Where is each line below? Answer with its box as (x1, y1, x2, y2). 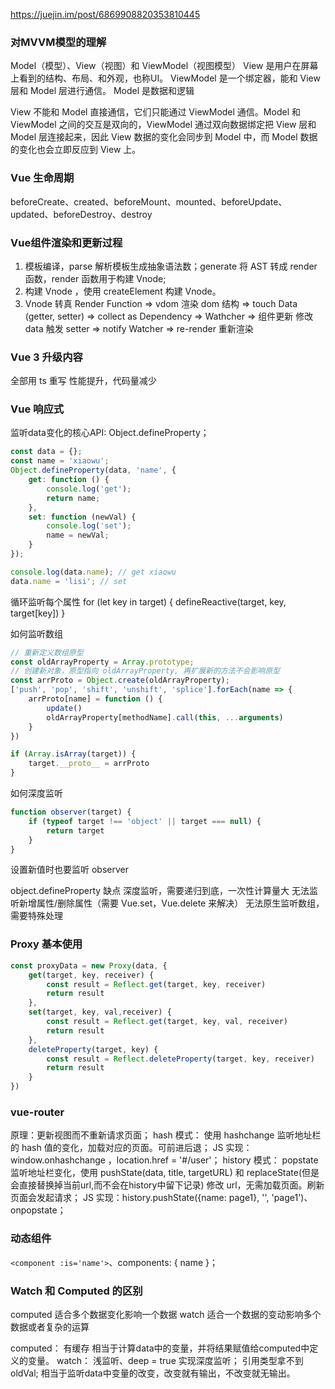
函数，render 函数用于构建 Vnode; (24, 272, 167, 284)
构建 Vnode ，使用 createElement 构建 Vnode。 (24, 285, 222, 297)
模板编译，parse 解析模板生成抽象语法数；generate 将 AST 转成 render (24, 260, 318, 272)
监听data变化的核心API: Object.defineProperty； (10, 427, 210, 439)
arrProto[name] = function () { (28, 694, 163, 704)
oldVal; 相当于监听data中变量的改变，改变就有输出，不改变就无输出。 (10, 1367, 296, 1379)
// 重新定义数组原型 (10, 647, 84, 658)
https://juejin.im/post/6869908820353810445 (10, 9, 201, 20)
